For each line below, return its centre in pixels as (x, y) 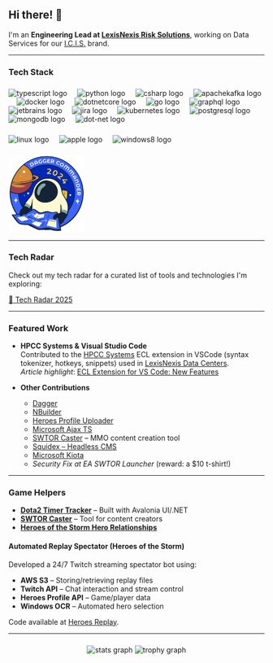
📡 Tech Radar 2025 (41, 299)
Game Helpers (37, 493)
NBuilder (47, 412)
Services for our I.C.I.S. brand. (59, 43)
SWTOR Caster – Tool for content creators (91, 519)
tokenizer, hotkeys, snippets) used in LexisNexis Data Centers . (125, 364)
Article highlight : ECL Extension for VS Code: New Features (119, 372)
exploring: (25, 284)
